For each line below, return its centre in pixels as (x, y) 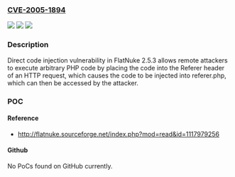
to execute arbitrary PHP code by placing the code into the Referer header (116, 68)
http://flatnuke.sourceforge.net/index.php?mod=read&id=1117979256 (119, 134)
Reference (23, 118)
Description (28, 45)
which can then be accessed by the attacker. (73, 82)
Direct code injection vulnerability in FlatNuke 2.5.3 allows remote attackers (118, 60)
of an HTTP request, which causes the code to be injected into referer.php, (117, 75)
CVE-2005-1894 (37, 10)
